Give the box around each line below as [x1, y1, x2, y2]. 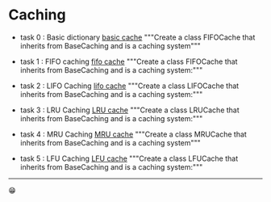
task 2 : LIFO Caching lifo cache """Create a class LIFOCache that [19, 81, 240, 90]
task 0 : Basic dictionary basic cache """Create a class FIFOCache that [19, 32, 256, 42]
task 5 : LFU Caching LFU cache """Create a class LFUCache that [19, 154, 239, 163]
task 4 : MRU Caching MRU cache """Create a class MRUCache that [19, 129, 248, 139]
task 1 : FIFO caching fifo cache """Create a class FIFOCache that [19, 57, 238, 66]
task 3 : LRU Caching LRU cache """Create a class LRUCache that [19, 105, 240, 115]
